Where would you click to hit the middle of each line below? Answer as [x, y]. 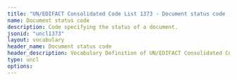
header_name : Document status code [60, 46]
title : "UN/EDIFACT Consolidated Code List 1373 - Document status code [116, 14]
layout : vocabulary [36, 40]
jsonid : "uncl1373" [36, 33]
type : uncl [23, 60]
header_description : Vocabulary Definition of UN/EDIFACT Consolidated [115, 54]
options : [20, 66]
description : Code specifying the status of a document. [93, 27]
